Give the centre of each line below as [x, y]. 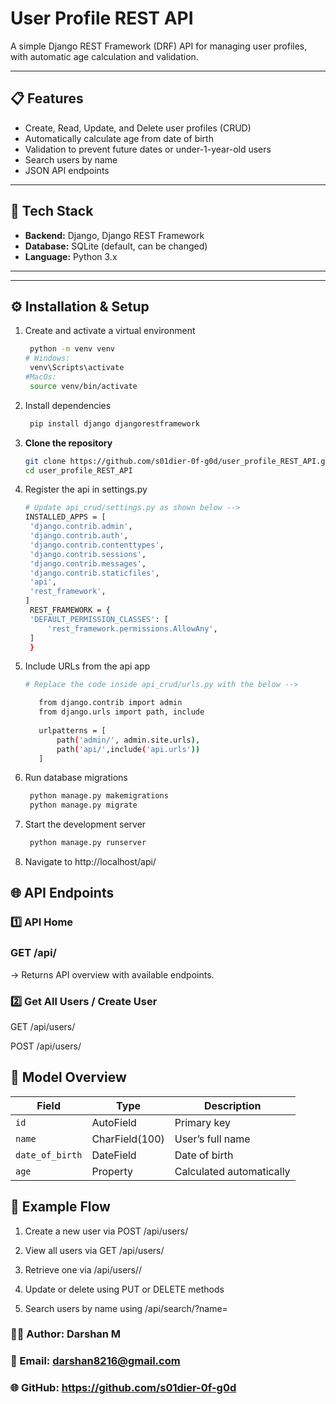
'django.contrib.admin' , [81, 527]
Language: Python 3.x [71, 256]
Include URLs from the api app [87, 666]
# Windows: [47, 358]
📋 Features [47, 98]
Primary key [203, 1122]
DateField [114, 1155]
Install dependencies [68, 405]
